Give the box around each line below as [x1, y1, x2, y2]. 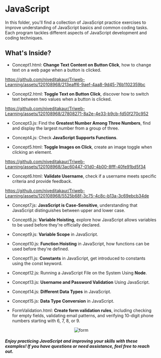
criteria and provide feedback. [12, 178, 73, 184]
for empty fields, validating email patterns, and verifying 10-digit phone [12, 312, 154, 318]
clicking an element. [12, 149, 52, 155]
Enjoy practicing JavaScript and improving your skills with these [5, 338, 138, 344]
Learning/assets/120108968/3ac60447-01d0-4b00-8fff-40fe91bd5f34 [5, 163, 146, 169]
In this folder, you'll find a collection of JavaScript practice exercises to [5, 19, 146, 25]
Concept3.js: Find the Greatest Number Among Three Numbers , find [12, 120, 151, 126]
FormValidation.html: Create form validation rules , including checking [12, 307, 152, 313]
